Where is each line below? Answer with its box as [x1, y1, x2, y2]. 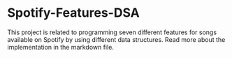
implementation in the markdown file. [7, 43, 114, 51]
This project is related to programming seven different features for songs [7, 28, 217, 36]
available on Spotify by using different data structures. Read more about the [7, 35, 226, 43]
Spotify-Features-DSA [7, 5, 140, 21]
